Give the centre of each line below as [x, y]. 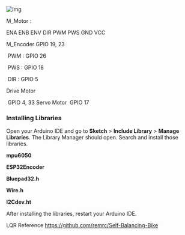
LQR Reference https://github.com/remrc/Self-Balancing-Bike [82, 225]
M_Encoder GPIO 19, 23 [35, 44]
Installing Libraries [34, 118]
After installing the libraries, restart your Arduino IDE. [71, 214]
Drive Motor [21, 91]
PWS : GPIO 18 [26, 67]
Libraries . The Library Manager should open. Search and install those [92, 138]
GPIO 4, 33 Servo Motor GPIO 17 [48, 102]
